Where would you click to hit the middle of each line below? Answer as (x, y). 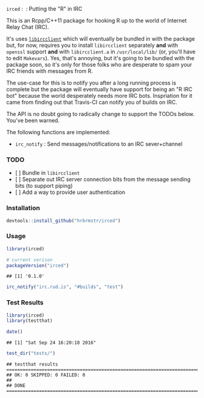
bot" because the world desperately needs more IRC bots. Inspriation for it (99, 96)
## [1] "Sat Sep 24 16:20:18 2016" (51, 343)
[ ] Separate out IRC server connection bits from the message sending (103, 179)
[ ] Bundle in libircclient (47, 173)
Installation (23, 208)
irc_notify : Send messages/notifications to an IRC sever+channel (99, 144)
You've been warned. (33, 120)
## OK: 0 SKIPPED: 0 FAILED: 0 (46, 375)
